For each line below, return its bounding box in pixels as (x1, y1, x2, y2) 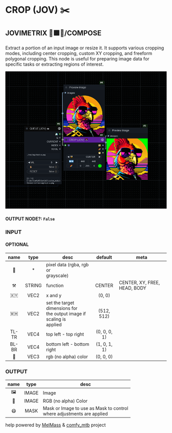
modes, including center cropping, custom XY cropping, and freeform (5, 50, 153, 56)
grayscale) (46, 272, 69, 279)
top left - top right (46, 331, 84, 338)
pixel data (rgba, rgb (46, 261, 89, 267)
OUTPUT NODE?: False (5, 216, 55, 222)
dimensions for (46, 305, 78, 311)
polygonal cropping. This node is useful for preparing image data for (5, 56, 149, 62)
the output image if (46, 310, 86, 317)
